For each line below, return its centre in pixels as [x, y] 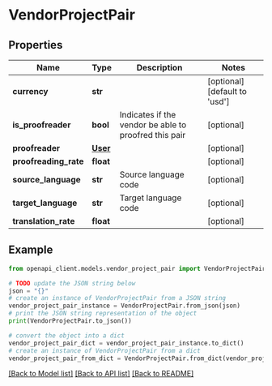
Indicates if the [148, 115]
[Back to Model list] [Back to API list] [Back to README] [101, 374]
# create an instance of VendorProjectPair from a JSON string [117, 298]
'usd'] [219, 101]
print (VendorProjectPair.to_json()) [70, 321]
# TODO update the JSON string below [72, 283]
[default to [227, 91]
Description [159, 68]
